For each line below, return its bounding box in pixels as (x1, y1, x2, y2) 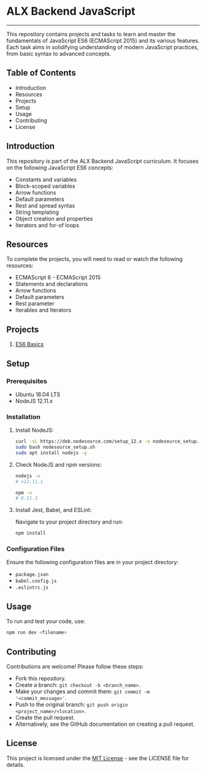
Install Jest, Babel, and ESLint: (15, 507, 92, 514)
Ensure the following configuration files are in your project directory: (6, 559, 179, 566)
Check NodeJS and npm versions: (15, 460, 102, 468)
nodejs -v (15, 473, 41, 479)
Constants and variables (15, 176, 77, 183)
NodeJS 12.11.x (15, 397, 53, 405)
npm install (15, 530, 46, 537)
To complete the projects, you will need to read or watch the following (6, 255, 183, 263)
